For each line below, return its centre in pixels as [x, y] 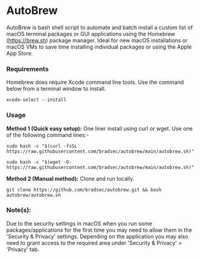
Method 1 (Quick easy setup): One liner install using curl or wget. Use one [100, 128]
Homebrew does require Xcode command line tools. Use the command [95, 82]
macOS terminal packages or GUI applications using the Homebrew [91, 33]
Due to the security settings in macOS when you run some [79, 223]
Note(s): [19, 210]
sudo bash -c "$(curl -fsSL [42, 146]
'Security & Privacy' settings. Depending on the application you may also [97, 236]
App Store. [20, 53]
